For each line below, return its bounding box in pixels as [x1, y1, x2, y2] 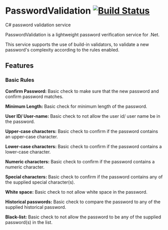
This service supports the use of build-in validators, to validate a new [5, 41, 149, 48]
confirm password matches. [5, 94, 64, 100]
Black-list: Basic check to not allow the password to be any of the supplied [5, 214, 161, 220]
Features [5, 61, 34, 70]
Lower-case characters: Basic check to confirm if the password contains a [5, 143, 162, 149]
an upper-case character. [5, 133, 58, 140]
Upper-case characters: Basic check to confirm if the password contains [5, 128, 158, 134]
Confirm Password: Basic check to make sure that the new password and [5, 88, 159, 94]
